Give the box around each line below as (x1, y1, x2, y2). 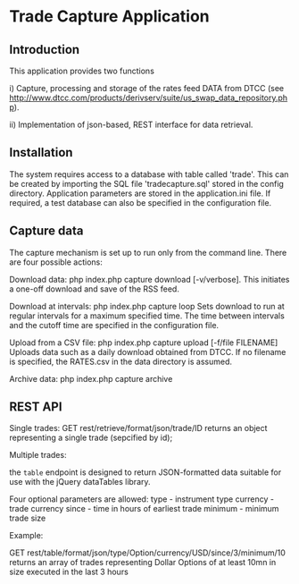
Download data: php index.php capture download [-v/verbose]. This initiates (9, 274, 290, 284)
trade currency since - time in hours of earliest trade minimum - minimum (9, 504, 279, 514)
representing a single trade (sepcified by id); (9, 432, 173, 444)
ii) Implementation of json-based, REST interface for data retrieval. (9, 119, 253, 130)
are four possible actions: (9, 257, 103, 267)
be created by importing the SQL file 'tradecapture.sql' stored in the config (9, 178, 284, 189)
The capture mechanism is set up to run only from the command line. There (9, 247, 287, 258)
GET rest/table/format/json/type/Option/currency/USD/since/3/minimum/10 (9, 547, 286, 558)
